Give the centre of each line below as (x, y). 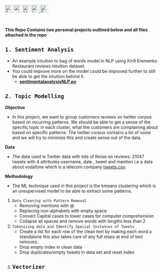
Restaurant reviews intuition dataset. (49, 66)
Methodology (19, 176)
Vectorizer (28, 267)
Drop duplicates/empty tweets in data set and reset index (77, 252)
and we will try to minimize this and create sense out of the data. (77, 137)
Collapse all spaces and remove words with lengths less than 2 (82, 221)
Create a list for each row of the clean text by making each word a (85, 231)
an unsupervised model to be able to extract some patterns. (72, 191)
